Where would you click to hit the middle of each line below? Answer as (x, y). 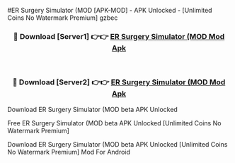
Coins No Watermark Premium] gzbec (63, 18)
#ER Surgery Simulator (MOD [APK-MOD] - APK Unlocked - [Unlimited (110, 10)
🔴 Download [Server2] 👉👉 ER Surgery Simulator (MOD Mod (119, 82)
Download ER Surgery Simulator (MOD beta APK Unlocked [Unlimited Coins (117, 144)
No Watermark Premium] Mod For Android (69, 152)
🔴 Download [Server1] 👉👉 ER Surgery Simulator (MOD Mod (119, 36)
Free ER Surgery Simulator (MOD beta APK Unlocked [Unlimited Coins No (114, 123)
